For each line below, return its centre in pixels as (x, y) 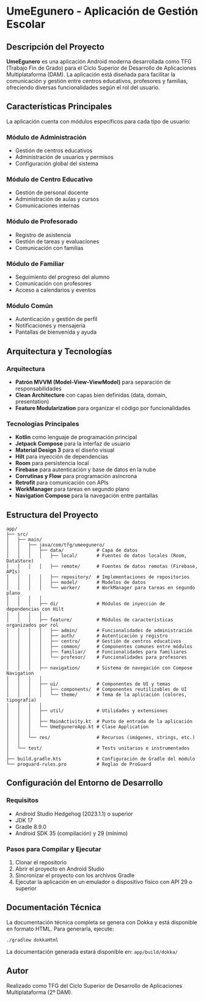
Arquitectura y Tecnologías (59, 351)
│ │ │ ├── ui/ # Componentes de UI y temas (89, 684)
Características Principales (59, 107)
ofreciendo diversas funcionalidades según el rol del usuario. (83, 87)
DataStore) (20, 561)
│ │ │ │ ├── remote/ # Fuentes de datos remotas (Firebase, (102, 567)
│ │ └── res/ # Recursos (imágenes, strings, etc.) (101, 738)
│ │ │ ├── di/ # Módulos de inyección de (86, 604)
